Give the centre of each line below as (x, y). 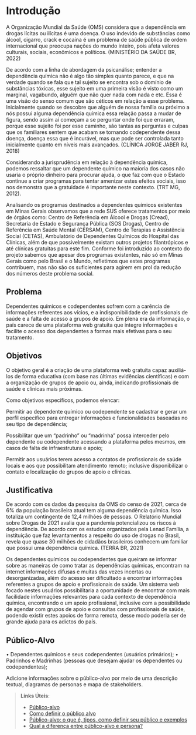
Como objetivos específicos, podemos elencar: (63, 400)
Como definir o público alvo (63, 714)
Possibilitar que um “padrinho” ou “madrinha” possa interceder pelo (88, 435)
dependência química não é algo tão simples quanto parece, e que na (90, 76)
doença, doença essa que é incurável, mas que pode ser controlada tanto (95, 138)
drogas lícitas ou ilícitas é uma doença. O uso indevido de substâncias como (98, 33)
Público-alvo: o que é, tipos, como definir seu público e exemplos (108, 720)
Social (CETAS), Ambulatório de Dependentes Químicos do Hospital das (93, 236)
